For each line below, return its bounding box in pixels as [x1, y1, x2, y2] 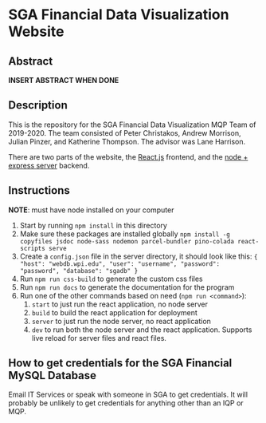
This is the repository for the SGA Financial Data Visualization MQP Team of [8, 120, 256, 129]
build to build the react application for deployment [31, 307, 198, 317]
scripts [19, 244, 45, 252]
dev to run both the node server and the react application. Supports [31, 325, 252, 334]
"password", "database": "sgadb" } [19, 267, 139, 275]
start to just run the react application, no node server [31, 299, 209, 309]
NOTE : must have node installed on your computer [8, 205, 174, 215]
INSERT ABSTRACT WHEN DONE [8, 76, 119, 85]
